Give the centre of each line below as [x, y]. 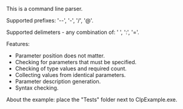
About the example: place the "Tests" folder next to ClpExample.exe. [92, 100]
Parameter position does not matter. [60, 56]
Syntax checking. [37, 88]
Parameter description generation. [58, 81]
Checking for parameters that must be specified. [76, 62]
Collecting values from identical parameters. [70, 75]
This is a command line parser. [45, 9]
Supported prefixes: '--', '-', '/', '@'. [50, 20]
